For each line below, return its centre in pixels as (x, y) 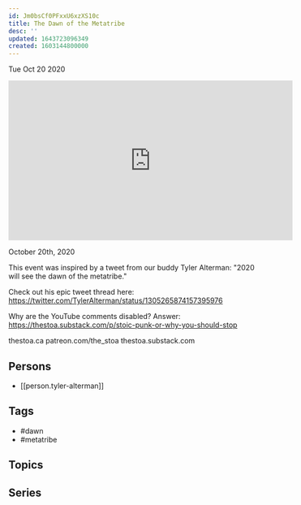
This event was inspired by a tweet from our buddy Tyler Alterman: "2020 (131, 268)
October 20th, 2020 (42, 252)
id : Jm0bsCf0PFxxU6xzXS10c (54, 16)
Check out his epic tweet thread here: (71, 292)
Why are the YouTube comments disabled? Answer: (95, 317)
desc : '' (23, 31)
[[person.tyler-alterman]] (62, 386)
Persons (30, 366)
